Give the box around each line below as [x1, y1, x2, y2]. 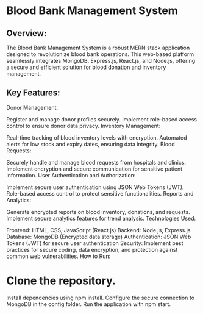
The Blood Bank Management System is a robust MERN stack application [6, 44, 190, 51]
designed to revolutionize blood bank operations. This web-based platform [6, 51, 194, 58]
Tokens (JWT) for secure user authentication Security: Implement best [6, 239, 183, 247]
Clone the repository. [6, 274, 116, 287]
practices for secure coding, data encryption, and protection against [6, 246, 178, 253]
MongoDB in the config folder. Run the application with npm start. [6, 300, 171, 308]
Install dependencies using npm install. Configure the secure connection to [6, 294, 195, 301]
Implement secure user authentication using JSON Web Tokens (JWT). [6, 184, 184, 191]
